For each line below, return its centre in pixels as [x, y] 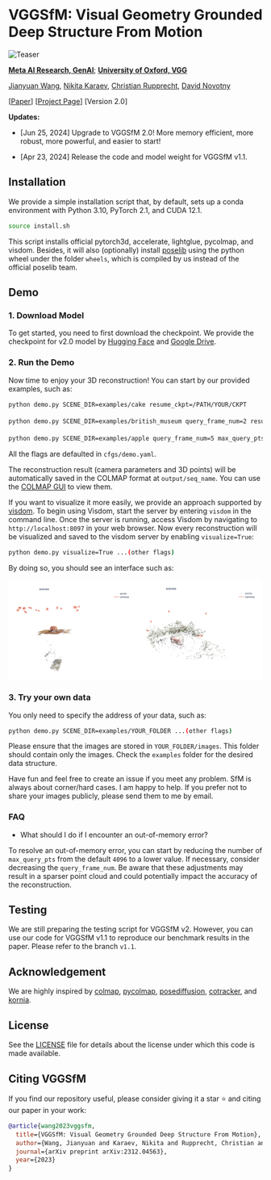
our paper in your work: [48, 1110]
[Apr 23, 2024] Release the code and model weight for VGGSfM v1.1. [133, 157]
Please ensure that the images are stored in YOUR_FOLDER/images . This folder [134, 746]
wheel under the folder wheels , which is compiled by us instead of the [124, 258]
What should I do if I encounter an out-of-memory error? [114, 835]
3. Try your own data [50, 697]
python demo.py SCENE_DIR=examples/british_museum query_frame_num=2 [128, 421]
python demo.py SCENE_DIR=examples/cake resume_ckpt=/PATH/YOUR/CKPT [128, 404]
